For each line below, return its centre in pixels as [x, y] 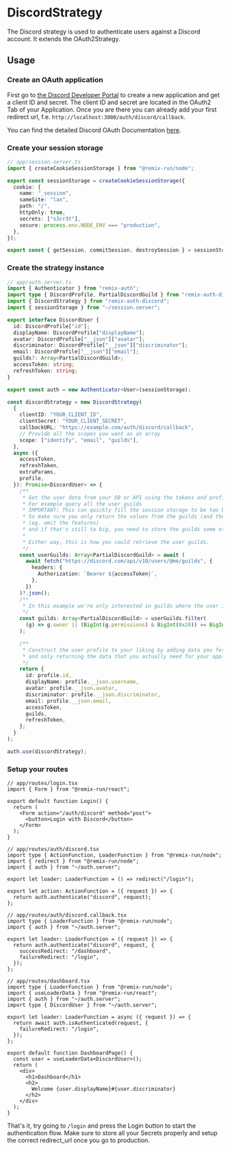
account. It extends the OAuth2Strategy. [64, 38]
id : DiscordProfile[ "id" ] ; [52, 326]
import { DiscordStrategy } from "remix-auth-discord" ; [88, 301]
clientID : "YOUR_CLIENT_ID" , [61, 415]
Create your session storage [55, 147]
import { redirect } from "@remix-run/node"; [73, 861]
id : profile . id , [48, 676]
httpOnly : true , [43, 213]
